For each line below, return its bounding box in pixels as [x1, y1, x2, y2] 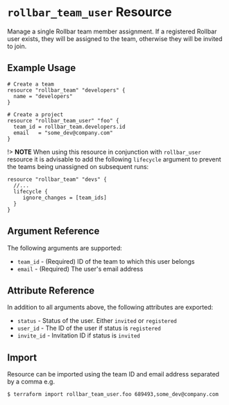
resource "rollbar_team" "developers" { [7, 86, 126, 94]
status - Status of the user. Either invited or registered [17, 317, 177, 325]
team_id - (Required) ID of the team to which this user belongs [17, 257, 195, 265]
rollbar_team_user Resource [7, 4, 172, 20]
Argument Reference [7, 225, 100, 237]
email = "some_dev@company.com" [13, 129, 113, 136]
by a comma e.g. [7, 377, 56, 386]
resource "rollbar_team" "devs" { [7, 175, 108, 183]
